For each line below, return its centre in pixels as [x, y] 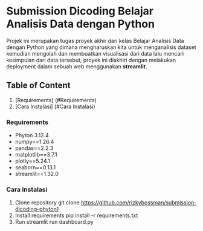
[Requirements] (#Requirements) [56, 100]
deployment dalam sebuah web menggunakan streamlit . [77, 66]
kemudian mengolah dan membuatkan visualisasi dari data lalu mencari [95, 53]
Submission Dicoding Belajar [80, 11]
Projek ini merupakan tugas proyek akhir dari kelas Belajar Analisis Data [95, 41]
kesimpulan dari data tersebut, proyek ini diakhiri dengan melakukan [91, 60]
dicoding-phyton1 [37, 209]
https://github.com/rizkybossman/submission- [139, 203]
